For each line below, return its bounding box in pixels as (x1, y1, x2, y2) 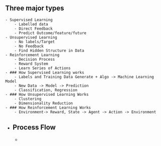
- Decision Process (14, 57, 55, 62)
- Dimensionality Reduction (14, 100, 73, 106)
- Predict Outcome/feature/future (14, 30, 87, 36)
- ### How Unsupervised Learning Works (5, 92, 89, 97)
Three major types (5, 4, 64, 13)
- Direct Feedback (14, 26, 53, 31)
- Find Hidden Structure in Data (14, 48, 85, 53)
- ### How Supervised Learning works (5, 70, 85, 75)
